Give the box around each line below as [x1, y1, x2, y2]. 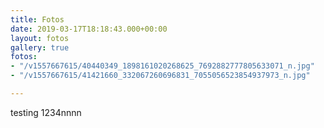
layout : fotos [10, 33, 70, 43]
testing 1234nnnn [10, 106, 82, 118]
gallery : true [10, 42, 70, 53]
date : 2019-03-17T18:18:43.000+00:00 [10, 24, 168, 34]
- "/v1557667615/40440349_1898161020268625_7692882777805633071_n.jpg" [10, 61, 315, 71]
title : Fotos [10, 14, 65, 25]
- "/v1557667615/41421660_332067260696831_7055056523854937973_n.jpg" [10, 71, 311, 81]
